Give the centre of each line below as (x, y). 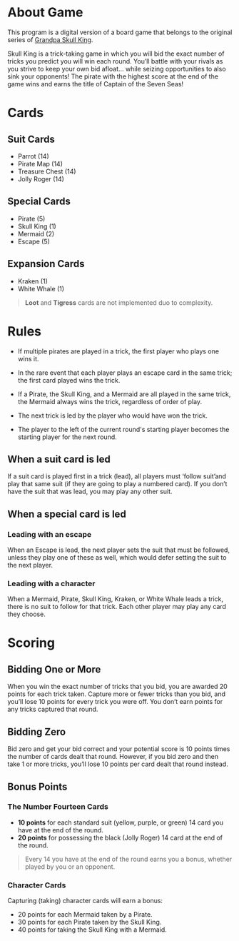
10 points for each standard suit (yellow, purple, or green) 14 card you (120, 822)
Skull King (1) (37, 226)
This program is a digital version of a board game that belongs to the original (120, 32)
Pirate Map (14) (40, 163)
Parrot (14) (33, 156)
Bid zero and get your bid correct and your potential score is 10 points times (119, 749)
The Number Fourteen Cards (58, 807)
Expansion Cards (46, 264)
